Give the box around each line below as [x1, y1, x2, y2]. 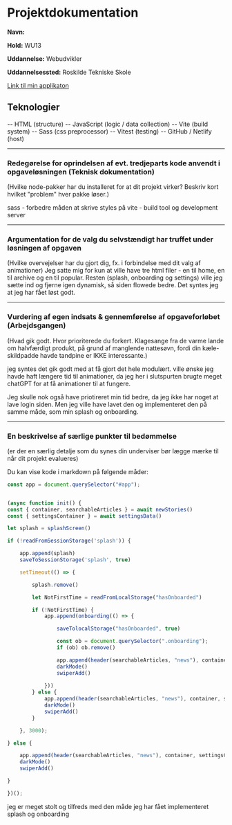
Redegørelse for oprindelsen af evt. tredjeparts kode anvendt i [7, 158, 221, 167]
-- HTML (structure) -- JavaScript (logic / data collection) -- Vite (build [7, 120, 209, 128]
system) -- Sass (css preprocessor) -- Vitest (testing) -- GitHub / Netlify [7, 127, 212, 136]
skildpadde [7, 351, 39, 359]
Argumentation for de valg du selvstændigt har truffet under [7, 234, 214, 244]
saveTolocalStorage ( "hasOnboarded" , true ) [56, 625, 181, 633]
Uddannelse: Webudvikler [7, 54, 82, 63]
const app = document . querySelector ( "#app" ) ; [7, 481, 140, 488]
